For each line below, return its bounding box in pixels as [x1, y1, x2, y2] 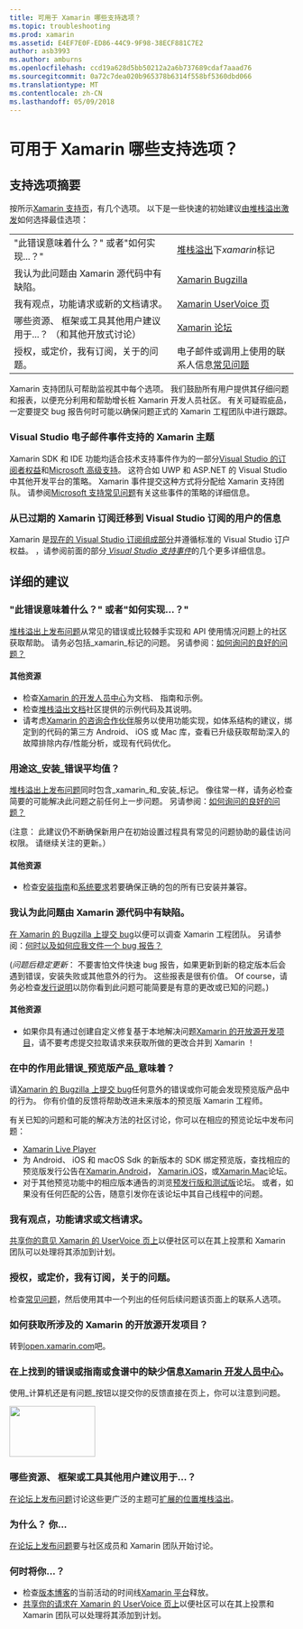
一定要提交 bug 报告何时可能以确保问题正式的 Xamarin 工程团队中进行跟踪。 [9, 406, 292, 417]
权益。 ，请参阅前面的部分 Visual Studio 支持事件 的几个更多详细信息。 [9, 545, 271, 556]
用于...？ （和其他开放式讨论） [14, 329, 142, 341]
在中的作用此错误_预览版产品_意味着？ [9, 1061, 176, 1074]
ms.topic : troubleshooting [9, 22, 111, 31]
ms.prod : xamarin [9, 30, 75, 39]
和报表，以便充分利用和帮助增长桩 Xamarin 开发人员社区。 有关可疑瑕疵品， [9, 394, 291, 406]
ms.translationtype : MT [9, 80, 99, 89]
